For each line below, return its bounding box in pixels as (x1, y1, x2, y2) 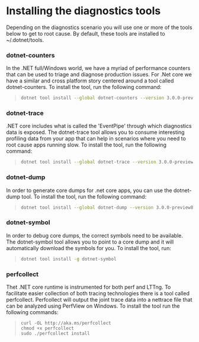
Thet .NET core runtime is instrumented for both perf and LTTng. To (6, 283, 171, 290)
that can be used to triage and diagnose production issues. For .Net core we (6, 71, 192, 78)
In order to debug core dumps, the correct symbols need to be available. (6, 232, 184, 239)
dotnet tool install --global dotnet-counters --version (20, 95, 165, 101)
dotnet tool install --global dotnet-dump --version (20, 204, 154, 210)
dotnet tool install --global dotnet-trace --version (20, 159, 156, 165)
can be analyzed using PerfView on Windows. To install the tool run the (6, 302, 180, 309)
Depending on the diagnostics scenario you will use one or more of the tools (6, 24, 192, 31)
